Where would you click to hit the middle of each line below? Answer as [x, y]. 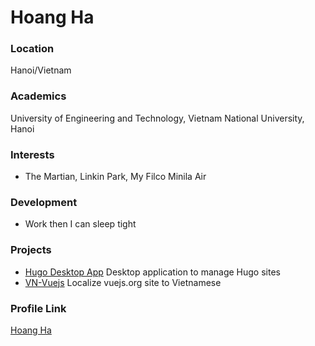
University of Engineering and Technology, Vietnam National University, [157, 118]
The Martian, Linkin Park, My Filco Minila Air [115, 177]
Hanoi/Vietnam [41, 70]
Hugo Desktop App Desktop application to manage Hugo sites [152, 272]
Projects [31, 250]
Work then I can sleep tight [80, 224]
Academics [38, 96]
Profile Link [38, 308]
